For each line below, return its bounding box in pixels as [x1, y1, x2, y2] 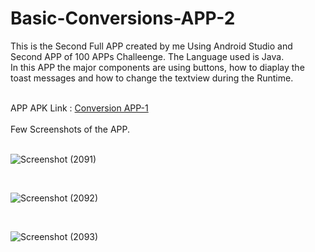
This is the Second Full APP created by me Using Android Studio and [10, 40, 293, 52]
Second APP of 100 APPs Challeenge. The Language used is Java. [10, 50, 285, 62]
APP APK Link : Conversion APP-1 [10, 102, 149, 114]
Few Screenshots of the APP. [10, 123, 131, 135]
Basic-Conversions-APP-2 [10, 7, 236, 30]
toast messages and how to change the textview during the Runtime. [10, 72, 294, 84]
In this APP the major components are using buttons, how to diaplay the [10, 61, 305, 73]
